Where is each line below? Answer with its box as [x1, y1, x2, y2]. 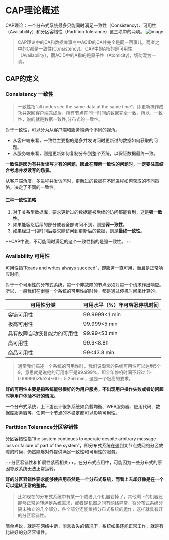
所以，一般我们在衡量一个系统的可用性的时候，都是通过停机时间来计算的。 [5, 288, 159, 294]
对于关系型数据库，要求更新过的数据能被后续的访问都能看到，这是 [12, 209, 149, 215]
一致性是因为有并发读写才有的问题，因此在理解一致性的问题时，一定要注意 [5, 161, 159, 167]
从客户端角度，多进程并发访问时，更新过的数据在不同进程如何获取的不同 [5, 178, 155, 184]
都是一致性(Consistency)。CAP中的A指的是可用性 [30, 45, 132, 52]
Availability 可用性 [5, 252, 50, 259]
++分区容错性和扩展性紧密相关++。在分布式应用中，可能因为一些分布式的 [5, 459, 158, 465]
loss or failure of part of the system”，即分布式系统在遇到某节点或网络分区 [5, 443, 159, 449]
